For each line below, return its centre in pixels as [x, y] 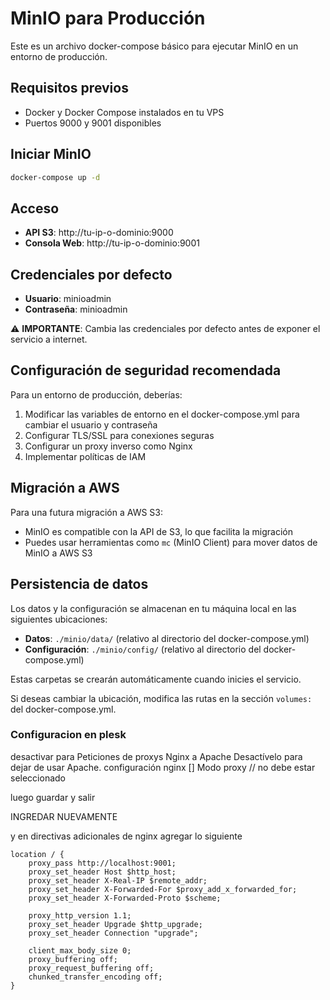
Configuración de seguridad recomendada [146, 370]
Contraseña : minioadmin [76, 309]
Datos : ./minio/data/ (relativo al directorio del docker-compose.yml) [167, 638]
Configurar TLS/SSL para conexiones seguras [119, 435]
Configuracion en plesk [68, 735]
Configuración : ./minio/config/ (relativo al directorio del [143, 649]
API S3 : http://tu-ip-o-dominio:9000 [99, 233]
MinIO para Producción [108, 18]
